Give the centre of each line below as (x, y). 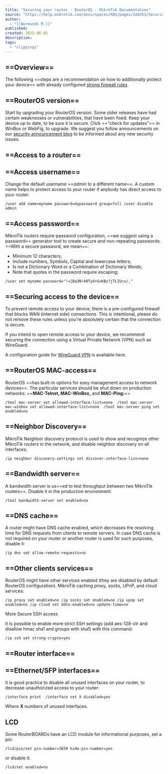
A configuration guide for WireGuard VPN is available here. (66, 355)
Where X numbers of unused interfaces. (47, 706)
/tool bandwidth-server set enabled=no (47, 500)
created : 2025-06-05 (27, 33)
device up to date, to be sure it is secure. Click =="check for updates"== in (82, 123)
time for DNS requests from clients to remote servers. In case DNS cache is (83, 533)
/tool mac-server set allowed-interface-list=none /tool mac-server (79, 402)
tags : (11, 43)
